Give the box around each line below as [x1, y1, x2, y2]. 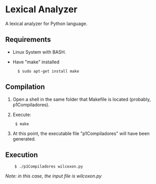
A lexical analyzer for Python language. [5, 20, 88, 27]
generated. [12, 135, 36, 142]
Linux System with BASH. [12, 49, 66, 55]
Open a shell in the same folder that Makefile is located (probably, [12, 96, 151, 102]
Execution [5, 150, 38, 159]
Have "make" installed [12, 59, 60, 65]
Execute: [12, 111, 32, 118]
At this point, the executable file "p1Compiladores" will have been [12, 130, 150, 136]
